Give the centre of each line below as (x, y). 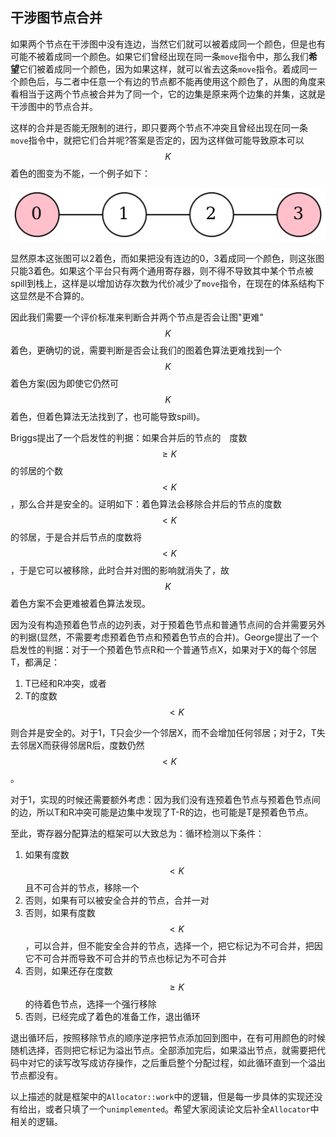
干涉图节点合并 (56, 18)
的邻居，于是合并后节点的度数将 (76, 537)
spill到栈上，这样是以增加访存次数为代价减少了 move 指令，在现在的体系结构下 (167, 283)
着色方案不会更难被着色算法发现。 (80, 603)
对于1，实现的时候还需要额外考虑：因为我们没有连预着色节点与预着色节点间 (165, 799)
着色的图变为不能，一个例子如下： (80, 173)
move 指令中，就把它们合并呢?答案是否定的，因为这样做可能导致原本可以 (157, 140)
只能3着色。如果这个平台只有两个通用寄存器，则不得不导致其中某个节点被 (162, 270)
